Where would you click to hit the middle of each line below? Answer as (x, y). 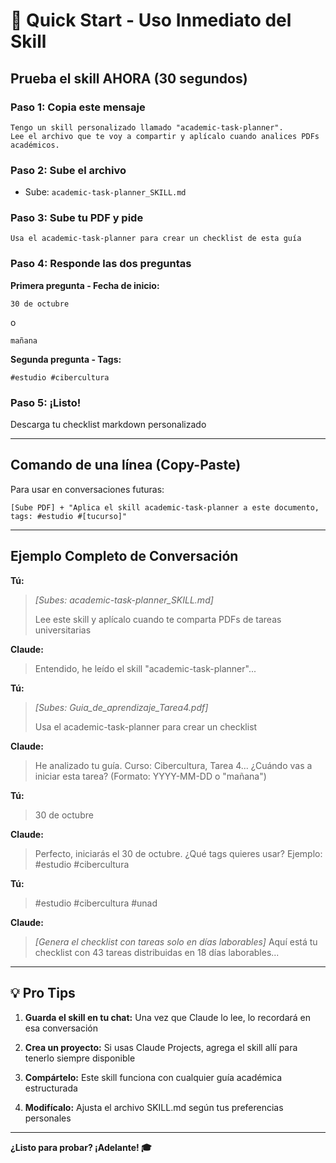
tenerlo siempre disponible (80, 1058)
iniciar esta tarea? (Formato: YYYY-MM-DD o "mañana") (150, 776)
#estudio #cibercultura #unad (96, 903)
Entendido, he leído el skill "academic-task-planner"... (145, 668)
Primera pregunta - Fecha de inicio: (85, 285)
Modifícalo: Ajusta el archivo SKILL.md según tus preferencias (154, 1107)
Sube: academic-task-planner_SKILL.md (105, 192)
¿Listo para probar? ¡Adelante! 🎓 (81, 1147)
